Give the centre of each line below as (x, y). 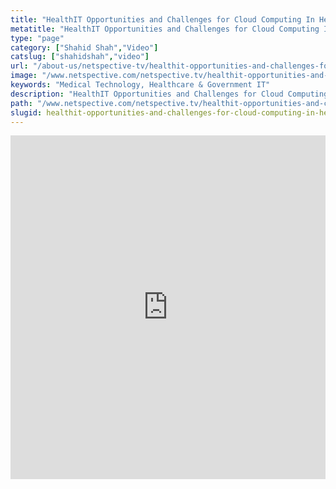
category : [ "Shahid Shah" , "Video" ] (84, 47)
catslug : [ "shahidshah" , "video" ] (80, 57)
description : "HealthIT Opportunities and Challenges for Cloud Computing (169, 94)
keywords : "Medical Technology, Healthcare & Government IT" (140, 85)
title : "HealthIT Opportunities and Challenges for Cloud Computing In (162, 19)
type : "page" (37, 38)
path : (21, 103)
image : (24, 76)
